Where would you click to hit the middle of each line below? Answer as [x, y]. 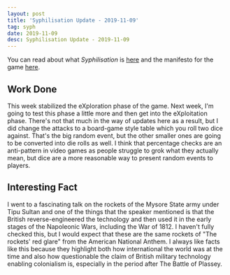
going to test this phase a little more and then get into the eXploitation [108, 113]
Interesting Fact [43, 187]
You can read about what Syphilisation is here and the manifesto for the [110, 59]
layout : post [26, 14]
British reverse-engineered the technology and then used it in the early [109, 219]
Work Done [32, 89]
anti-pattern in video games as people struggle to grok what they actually [113, 150]
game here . [24, 67]
